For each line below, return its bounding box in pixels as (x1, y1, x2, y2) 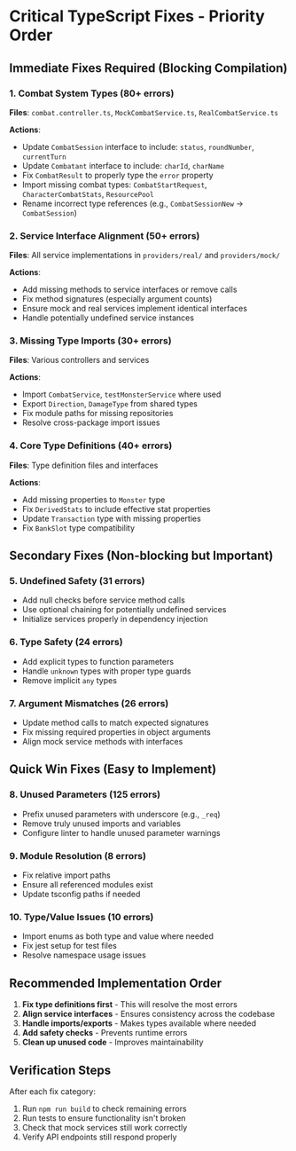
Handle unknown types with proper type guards (21, 666, 191, 676)
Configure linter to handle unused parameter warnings (21, 827, 221, 838)
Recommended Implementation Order (9, 975, 222, 990)
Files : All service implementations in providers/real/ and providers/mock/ (9, 250, 281, 261)
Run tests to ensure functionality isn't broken (21, 1112, 186, 1123)
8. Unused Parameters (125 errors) (9, 788, 161, 800)
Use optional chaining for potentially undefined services (21, 604, 227, 615)
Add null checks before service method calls (21, 595, 186, 605)
